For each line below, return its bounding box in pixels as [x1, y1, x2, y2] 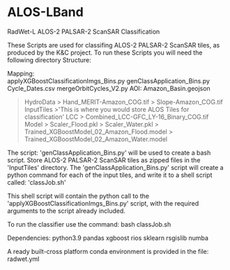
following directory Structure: [7, 55, 92, 64]
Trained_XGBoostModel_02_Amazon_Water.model [24, 134, 168, 143]
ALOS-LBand [7, 4, 84, 20]
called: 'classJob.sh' [7, 178, 66, 186]
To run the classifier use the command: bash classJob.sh [7, 220, 171, 228]
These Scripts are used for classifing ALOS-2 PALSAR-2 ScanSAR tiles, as [7, 41, 220, 49]
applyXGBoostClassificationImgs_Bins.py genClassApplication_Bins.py [7, 76, 210, 85]
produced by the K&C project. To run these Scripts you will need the [7, 48, 203, 57]
